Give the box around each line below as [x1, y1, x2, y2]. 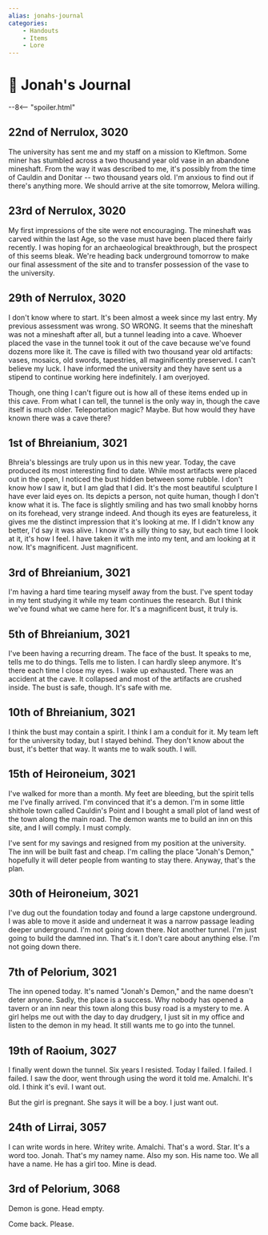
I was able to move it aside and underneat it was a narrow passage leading [8, 916, 254, 926]
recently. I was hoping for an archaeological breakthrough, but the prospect [8, 242, 258, 252]
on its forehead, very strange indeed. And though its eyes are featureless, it [8, 509, 258, 518]
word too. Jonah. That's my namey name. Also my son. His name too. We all [8, 1150, 259, 1160]
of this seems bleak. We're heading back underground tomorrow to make [8, 251, 250, 260]
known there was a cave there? [8, 413, 112, 423]
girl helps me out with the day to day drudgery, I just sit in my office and [8, 1012, 246, 1022]
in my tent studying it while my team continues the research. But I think [8, 596, 242, 605]
